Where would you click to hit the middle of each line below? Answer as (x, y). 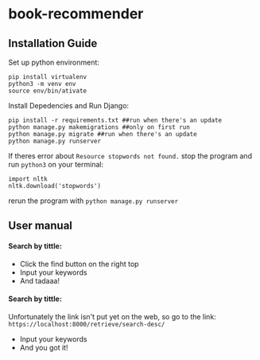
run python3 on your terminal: (56, 164)
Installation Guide (53, 43)
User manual (41, 226)
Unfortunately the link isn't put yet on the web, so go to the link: (112, 316)
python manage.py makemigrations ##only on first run (99, 127)
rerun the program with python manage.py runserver (93, 201)
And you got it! (44, 347)
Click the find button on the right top (79, 264)
